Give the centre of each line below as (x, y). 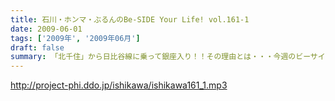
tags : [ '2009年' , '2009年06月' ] (75, 38)
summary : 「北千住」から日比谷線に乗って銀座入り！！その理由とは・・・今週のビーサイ (168, 57)
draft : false (37, 47)
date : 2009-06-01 (46, 29)
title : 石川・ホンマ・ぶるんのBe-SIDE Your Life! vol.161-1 (130, 19)
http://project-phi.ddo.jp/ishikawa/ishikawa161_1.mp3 (119, 85)
